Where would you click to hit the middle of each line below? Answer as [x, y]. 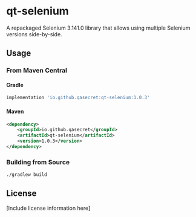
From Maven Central [37, 71]
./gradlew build [27, 175]
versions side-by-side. [34, 34]
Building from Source [38, 162]
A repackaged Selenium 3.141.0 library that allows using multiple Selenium [98, 28]
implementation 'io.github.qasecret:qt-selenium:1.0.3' [78, 98]
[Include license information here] [48, 208]
